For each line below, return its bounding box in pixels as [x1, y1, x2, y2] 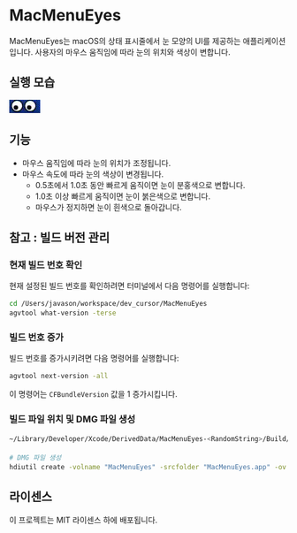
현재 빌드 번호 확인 [9, 258, 83, 270]
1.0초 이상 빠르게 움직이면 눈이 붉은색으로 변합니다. [34, 191, 210, 202]
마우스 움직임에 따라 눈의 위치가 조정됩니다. [21, 157, 171, 168]
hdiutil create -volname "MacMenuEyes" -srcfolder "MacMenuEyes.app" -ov [9, 463, 287, 472]
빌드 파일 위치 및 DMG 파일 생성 [9, 413, 136, 425]
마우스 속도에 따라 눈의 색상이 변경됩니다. [21, 169, 164, 179]
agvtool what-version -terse [9, 308, 117, 318]
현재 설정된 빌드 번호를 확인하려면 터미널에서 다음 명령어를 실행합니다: [9, 280, 250, 292]
